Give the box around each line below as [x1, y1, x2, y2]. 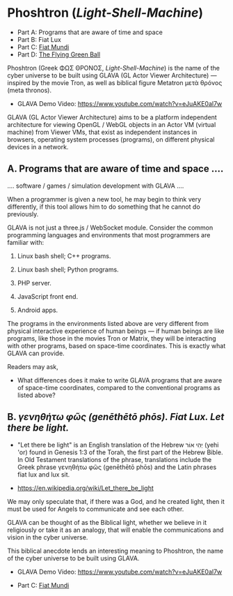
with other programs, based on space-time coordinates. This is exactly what [7, 341, 226, 350]
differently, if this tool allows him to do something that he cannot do [7, 202, 200, 211]
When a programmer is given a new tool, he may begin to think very [7, 195, 202, 203]
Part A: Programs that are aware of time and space [17, 28, 163, 36]
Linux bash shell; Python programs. [17, 265, 120, 274]
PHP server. [17, 278, 52, 287]
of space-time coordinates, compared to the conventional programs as [17, 383, 220, 392]
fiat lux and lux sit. [17, 470, 70, 479]
